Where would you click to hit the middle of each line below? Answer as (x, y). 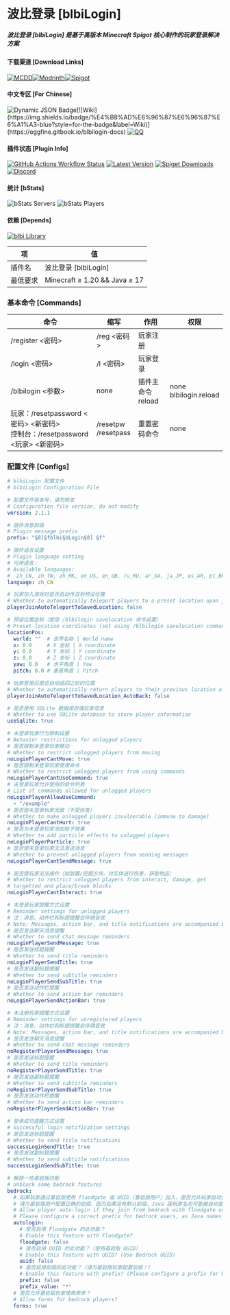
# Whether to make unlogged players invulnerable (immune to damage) (108, 816)
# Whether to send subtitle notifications (68, 1160)
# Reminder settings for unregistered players (75, 1019)
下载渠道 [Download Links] (46, 62)
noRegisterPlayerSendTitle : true (55, 1070)
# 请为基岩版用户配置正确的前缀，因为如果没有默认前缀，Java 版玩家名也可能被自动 (116, 1204)
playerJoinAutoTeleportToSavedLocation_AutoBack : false (88, 696)
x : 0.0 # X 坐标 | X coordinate (64, 645)
